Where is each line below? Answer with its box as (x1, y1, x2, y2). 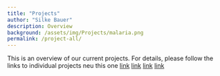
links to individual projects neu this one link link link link (7, 62, 165, 70)
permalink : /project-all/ (7, 36, 82, 42)
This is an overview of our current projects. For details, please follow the (7, 54, 214, 62)
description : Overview (7, 23, 73, 29)
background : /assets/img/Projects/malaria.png (7, 29, 144, 36)
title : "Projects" (7, 10, 60, 17)
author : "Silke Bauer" (7, 16, 73, 23)
